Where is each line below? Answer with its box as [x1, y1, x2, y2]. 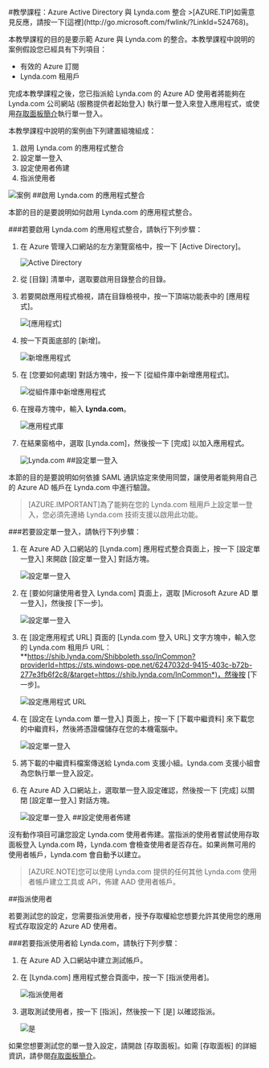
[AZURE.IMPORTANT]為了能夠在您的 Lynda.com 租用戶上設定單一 [27, 500, 247, 509]
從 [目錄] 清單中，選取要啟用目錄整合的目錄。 [19, 274, 170, 283]
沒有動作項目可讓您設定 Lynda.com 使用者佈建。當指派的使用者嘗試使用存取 [8, 830, 260, 839]
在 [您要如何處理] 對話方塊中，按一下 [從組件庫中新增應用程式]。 [19, 370, 234, 379]
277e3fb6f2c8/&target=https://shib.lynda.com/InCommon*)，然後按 [19, 670, 247, 679]
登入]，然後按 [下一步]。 [26, 598, 108, 608]
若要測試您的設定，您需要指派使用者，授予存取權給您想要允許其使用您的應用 [8, 911, 262, 921]
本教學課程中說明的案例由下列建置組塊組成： [8, 126, 157, 135]
